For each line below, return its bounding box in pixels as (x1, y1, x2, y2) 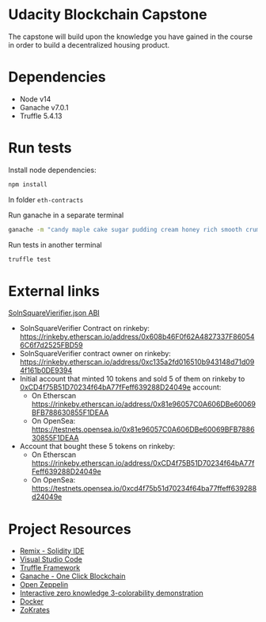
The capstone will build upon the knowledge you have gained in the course (8, 32, 253, 41)
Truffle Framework (19, 563, 81, 573)
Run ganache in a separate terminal (8, 210, 124, 220)
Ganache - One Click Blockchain (19, 571, 126, 581)
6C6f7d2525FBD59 (19, 340, 83, 350)
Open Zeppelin (19, 580, 69, 589)
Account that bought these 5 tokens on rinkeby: (19, 442, 176, 451)
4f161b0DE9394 (19, 366, 73, 375)
